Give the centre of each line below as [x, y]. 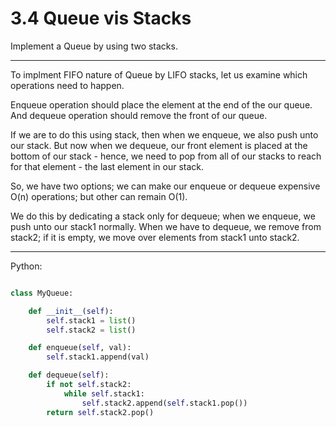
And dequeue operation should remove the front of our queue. [139, 115]
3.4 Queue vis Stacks [101, 18]
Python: [26, 266]
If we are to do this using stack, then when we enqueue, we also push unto [164, 134]
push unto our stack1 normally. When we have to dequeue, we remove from [166, 226]
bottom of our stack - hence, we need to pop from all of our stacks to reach [166, 156]
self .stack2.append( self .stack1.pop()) [164, 403]
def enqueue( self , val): [80, 348]
